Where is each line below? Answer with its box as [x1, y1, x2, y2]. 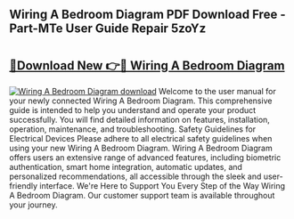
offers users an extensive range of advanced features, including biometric [9, 152, 282, 163]
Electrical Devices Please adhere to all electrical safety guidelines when [9, 134, 273, 143]
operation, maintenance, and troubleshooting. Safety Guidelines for [9, 124, 257, 134]
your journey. [9, 199, 58, 210]
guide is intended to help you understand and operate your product [9, 105, 257, 115]
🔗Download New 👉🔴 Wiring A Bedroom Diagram [9, 58, 285, 73]
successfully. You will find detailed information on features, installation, [9, 115, 270, 125]
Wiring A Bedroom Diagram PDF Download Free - [9, 7, 286, 22]
